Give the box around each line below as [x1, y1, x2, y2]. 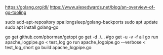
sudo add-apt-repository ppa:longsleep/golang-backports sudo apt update [5, 19, 158, 25]
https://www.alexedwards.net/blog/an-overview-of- [49, 4, 156, 10]
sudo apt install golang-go [5, 24, 59, 30]
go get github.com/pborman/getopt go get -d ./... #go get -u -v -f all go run [5, 34, 159, 40]
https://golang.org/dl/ [5, 4, 49, 10]
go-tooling [5, 9, 27, 15]
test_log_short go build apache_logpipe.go [5, 45, 92, 50]
